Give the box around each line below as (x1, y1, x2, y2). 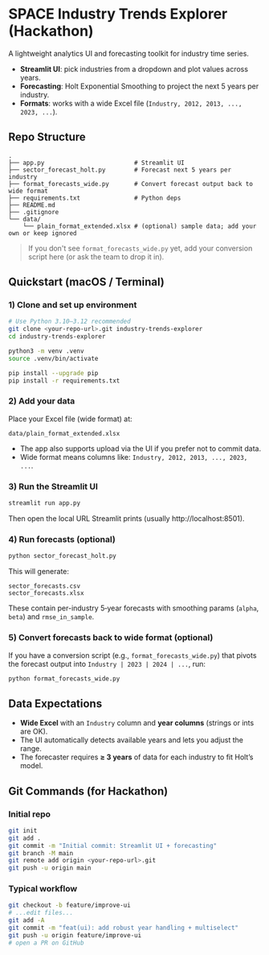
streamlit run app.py (8, 499, 81, 507)
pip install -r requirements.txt (8, 376, 120, 385)
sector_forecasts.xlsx (8, 589, 84, 597)
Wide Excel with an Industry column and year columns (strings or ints (19, 718, 255, 728)
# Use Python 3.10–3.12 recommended (8, 317, 131, 326)
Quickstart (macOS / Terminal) (8, 275, 165, 289)
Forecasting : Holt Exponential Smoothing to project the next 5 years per (19, 81, 259, 91)
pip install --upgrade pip (8, 369, 99, 377)
